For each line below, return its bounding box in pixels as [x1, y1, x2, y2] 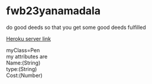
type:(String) [6, 65, 37, 72]
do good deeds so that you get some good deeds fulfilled [6, 24, 146, 31]
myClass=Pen [6, 46, 40, 54]
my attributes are [6, 53, 48, 60]
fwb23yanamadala [6, 4, 101, 18]
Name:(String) [6, 59, 41, 66]
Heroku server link [6, 35, 51, 42]
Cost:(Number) [6, 72, 43, 79]
